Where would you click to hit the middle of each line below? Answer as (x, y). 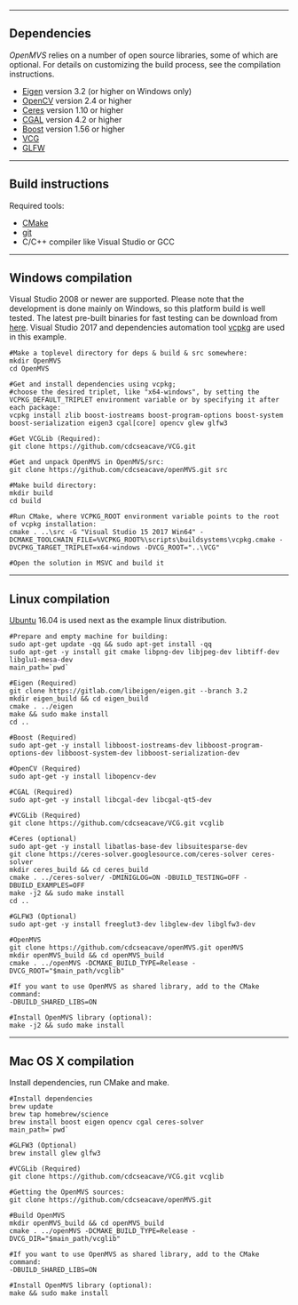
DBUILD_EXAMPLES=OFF (47, 885)
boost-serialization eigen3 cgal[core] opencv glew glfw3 (118, 423)
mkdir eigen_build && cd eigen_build (79, 699)
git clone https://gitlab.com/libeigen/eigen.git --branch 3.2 (129, 691)
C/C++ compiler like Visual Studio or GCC (98, 242)
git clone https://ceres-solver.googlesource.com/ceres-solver (129, 854)
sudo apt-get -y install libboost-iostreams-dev (101, 746)
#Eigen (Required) (43, 684)
